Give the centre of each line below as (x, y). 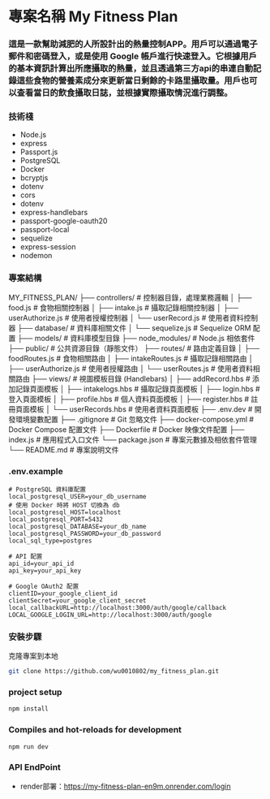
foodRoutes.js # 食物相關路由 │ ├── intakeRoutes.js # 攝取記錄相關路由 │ (131, 358)
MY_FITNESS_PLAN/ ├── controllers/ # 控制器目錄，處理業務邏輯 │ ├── (131, 297)
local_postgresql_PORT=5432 (56, 520)
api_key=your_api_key (45, 571)
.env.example (36, 471)
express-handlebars (54, 213)
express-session (48, 247)
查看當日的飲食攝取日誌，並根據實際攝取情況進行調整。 (124, 93)
